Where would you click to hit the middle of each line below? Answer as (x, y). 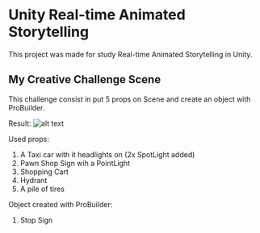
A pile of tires (42, 189)
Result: (20, 123)
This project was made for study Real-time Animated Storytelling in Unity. (130, 54)
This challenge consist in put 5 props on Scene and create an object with (130, 99)
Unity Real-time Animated (97, 15)
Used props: (29, 139)
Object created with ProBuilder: (61, 204)
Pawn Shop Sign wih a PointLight (75, 163)
